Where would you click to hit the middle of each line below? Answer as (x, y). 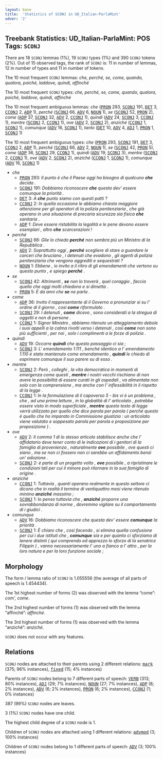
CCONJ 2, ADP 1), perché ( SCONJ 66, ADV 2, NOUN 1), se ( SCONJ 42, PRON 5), (80, 147)
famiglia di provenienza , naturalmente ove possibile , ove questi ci (87, 448)
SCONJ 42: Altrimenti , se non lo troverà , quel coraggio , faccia (82, 282)
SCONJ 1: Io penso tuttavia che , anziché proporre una (73, 499)
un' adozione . (34, 458)
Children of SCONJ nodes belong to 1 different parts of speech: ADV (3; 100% (81, 746)
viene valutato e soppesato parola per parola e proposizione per (84, 421)
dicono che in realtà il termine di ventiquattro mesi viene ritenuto (84, 489)
